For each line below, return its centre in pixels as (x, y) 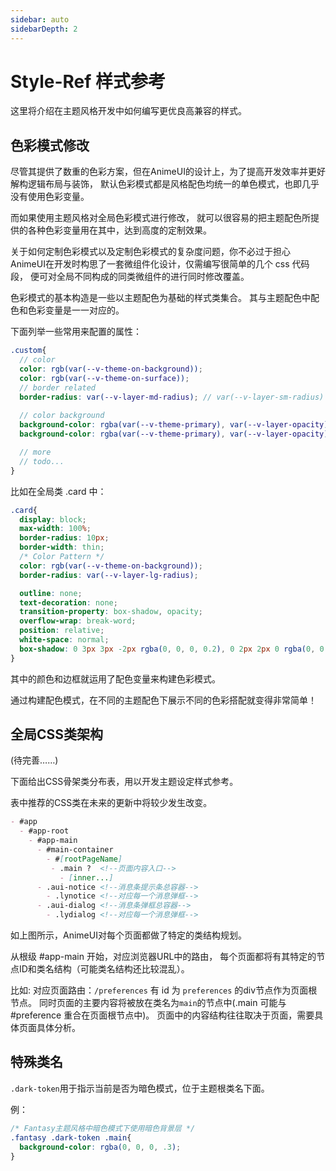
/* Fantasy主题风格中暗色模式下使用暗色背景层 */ (103, 1128)
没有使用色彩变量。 (50, 197)
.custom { (28, 351)
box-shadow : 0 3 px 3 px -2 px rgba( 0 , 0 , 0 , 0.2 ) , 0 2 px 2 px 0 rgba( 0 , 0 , (174, 649)
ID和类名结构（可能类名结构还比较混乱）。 (104, 969)
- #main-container (75, 850)
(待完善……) (34, 760)
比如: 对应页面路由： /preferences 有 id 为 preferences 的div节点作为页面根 (164, 990)
